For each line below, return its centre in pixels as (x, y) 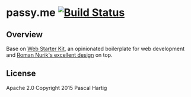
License (21, 74)
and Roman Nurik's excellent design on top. (59, 55)
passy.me (31, 13)
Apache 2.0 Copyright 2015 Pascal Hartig (57, 88)
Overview (25, 35)
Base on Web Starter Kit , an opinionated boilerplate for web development (95, 48)
